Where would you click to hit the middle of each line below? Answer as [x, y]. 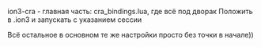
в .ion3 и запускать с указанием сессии [75, 20]
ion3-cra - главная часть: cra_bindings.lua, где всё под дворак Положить [130, 11]
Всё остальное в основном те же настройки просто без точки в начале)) [130, 35]
